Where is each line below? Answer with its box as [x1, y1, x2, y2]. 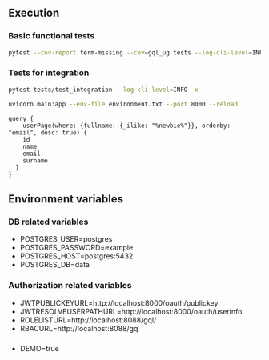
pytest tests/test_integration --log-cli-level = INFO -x [8, 86, 199, 94]
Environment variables [8, 192, 124, 206]
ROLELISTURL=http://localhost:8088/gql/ [19, 315, 157, 325]
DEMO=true [19, 343, 60, 353]
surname [22, 156, 48, 165]
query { [8, 114, 34, 122]
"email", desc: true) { [8, 128, 88, 137]
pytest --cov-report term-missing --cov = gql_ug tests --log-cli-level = [8, 48, 252, 57]
